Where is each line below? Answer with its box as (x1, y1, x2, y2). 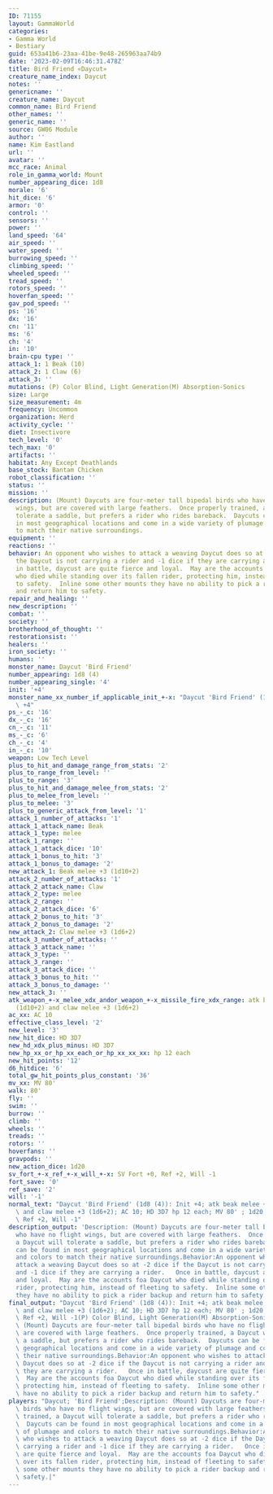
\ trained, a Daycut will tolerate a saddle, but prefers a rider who (15, 1412, 260, 1421)
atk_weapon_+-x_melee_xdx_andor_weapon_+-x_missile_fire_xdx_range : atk (8, 996, 260, 1004)
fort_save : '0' (8, 1177, 60, 1185)
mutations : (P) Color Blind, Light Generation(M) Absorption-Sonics (8, 383, 245, 391)
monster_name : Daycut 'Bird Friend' (8, 663, 132, 672)
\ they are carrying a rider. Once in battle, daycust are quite (15, 1367, 249, 1375)
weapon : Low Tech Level (8, 754, 89, 762)
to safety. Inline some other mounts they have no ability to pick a (15, 580, 260, 588)
